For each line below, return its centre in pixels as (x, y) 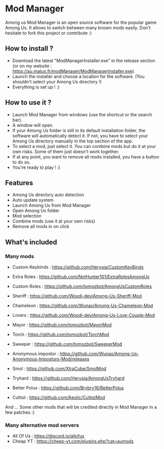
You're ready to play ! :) (36, 167)
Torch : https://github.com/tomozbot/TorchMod (61, 335)
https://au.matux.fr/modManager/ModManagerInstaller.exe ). (74, 71)
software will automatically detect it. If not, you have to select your (80, 136)
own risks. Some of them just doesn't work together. (66, 151)
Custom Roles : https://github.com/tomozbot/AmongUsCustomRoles (82, 287)
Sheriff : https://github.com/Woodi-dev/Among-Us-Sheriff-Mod (77, 296)
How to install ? (29, 48)
